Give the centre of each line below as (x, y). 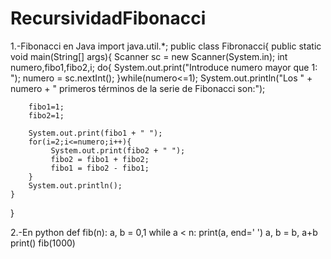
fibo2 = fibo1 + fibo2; (100, 159)
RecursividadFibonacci (108, 18)
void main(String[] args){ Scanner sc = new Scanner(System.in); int (149, 56)
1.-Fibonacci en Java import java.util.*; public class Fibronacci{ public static (166, 46)
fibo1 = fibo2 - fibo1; (100, 168)
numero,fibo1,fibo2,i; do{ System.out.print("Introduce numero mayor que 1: (164, 67)
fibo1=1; (46, 107)
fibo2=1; (46, 115)
